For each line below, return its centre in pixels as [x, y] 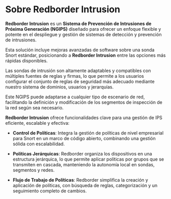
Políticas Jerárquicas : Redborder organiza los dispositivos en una [82, 153]
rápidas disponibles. [27, 60]
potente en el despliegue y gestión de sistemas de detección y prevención [83, 34]
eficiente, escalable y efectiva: [38, 123]
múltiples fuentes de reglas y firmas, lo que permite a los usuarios [75, 76]
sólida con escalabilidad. [39, 144]
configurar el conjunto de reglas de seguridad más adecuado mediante [80, 81]
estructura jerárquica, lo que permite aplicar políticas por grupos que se [88, 159]
